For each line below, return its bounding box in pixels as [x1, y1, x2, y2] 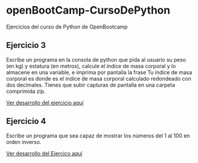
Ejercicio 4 [6, 116, 46, 126]
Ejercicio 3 [6, 40, 46, 50]
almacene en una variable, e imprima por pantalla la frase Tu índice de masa [6, 69, 193, 76]
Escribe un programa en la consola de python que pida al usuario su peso [6, 56, 186, 63]
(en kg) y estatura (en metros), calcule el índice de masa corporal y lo [6, 62, 176, 69]
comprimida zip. [6, 87, 46, 95]
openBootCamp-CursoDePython [6, 4, 171, 17]
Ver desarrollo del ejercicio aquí [6, 99, 84, 106]
